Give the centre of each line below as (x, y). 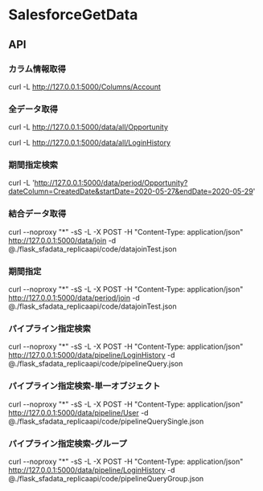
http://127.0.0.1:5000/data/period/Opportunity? (111, 183)
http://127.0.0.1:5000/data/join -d (62, 240)
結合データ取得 (37, 214)
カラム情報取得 (37, 68)
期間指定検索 (33, 165)
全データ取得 (33, 108)
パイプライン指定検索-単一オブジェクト (84, 386)
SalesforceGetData (73, 15)
